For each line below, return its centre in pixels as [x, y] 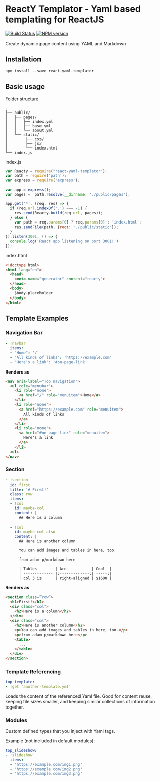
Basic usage [25, 87]
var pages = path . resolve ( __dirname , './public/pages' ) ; [68, 195]
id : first [20, 485]
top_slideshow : [21, 751]
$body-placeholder [34, 293]
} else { [19, 218]
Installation [23, 60]
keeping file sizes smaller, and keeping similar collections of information [80, 701]
